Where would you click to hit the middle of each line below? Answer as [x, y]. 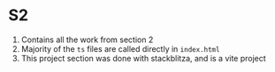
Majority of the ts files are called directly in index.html [120, 48]
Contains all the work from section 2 [87, 40]
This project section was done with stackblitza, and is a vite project [143, 58]
